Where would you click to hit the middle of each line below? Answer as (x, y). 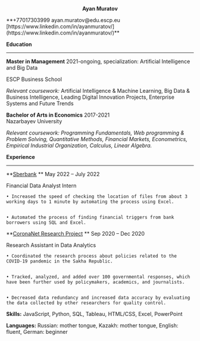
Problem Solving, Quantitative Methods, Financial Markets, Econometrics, (97, 139)
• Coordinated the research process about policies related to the (92, 256)
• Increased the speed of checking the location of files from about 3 (97, 196)
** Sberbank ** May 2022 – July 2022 (53, 174)
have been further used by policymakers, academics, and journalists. (96, 282)
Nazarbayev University (34, 121)
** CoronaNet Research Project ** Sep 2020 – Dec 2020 (75, 234)
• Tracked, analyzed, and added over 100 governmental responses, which (98, 277)
